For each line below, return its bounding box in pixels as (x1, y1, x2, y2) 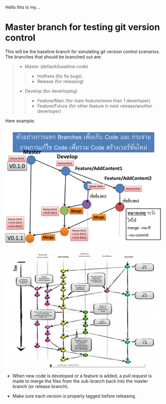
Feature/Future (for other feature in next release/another (37, 103, 153, 109)
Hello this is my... (5, 4, 40, 10)
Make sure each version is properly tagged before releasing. (12, 393, 137, 399)
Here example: (5, 118, 35, 124)
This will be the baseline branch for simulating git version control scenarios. (5, 48, 160, 54)
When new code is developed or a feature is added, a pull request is (12, 373, 152, 379)
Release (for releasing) (37, 78, 84, 84)
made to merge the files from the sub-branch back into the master (12, 378, 148, 384)
